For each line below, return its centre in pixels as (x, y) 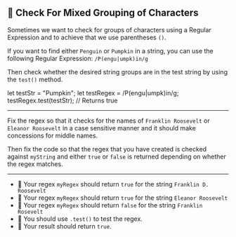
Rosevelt (30, 212)
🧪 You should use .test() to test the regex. (80, 219)
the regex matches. (35, 164)
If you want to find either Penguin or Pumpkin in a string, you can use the (111, 50)
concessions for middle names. (53, 135)
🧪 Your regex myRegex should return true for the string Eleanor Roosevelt (123, 198)
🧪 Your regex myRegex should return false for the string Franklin (110, 205)
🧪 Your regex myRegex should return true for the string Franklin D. (113, 184)
